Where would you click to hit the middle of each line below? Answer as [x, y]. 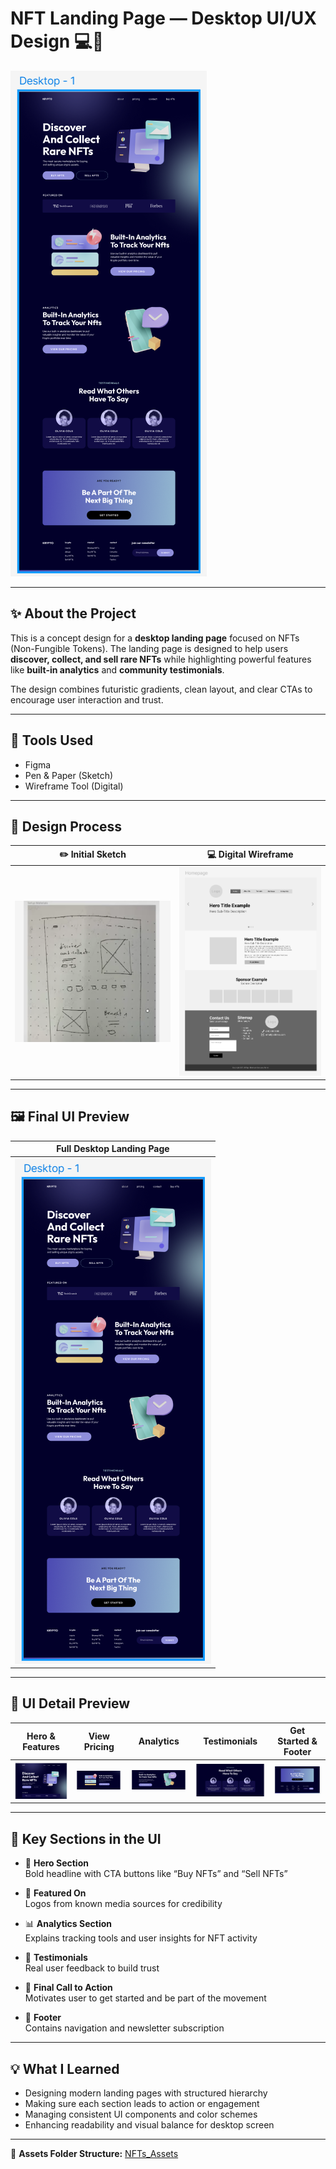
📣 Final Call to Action [68, 1988]
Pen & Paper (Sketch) [69, 775]
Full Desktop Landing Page [113, 1149]
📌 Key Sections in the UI [86, 1838]
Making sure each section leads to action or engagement [142, 2103]
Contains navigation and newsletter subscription [124, 2028]
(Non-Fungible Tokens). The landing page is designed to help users [149, 648]
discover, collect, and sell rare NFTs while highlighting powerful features [161, 659]
